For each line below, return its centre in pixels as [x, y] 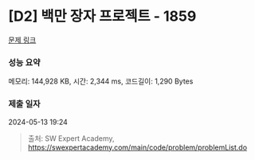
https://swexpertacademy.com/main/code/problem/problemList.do [137, 147]
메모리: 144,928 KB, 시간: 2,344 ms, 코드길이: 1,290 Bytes [101, 81]
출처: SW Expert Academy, [71, 138]
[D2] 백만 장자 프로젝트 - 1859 [102, 16]
